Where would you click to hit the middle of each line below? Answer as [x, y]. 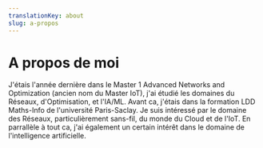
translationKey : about [46, 16]
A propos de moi [64, 63]
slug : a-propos [34, 23]
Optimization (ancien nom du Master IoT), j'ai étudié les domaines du [122, 94]
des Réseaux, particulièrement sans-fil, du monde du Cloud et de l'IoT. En [130, 119]
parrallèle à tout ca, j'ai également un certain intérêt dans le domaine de [127, 127]
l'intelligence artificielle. [47, 136]
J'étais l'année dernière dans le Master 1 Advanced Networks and [117, 85]
